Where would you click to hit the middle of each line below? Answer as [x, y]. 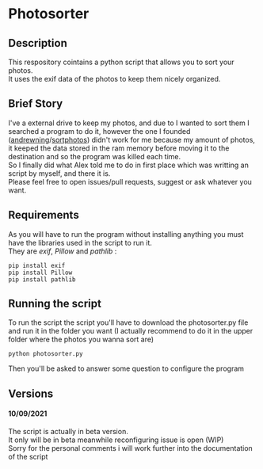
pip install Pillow [40, 273]
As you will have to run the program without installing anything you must [126, 234]
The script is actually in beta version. [68, 432]
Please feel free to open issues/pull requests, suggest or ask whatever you [130, 181]
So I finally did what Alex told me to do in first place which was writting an [129, 165]
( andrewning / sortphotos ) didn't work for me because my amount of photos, [132, 139]
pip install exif [37, 265]
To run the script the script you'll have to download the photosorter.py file [128, 322]
